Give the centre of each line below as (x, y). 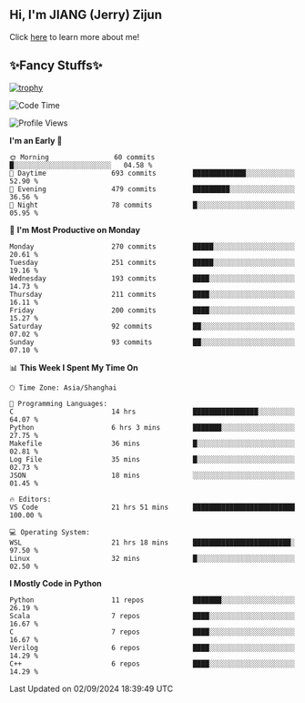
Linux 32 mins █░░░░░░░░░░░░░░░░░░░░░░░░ (152, 558)
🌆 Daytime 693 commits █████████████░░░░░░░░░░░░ (152, 173)
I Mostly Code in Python (56, 583)
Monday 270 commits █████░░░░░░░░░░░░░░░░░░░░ (152, 246)
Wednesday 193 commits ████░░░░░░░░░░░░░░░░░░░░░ (152, 278)
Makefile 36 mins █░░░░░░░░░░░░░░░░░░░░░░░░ (152, 443)
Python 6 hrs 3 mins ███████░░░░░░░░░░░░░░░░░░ (152, 427)
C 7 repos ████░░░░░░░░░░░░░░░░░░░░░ (152, 632)
